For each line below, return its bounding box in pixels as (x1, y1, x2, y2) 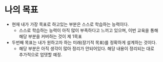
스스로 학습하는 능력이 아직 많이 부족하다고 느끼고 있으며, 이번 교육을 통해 (19, 27, 159, 33)
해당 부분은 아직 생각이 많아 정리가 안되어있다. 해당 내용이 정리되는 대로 (19, 46, 155, 51)
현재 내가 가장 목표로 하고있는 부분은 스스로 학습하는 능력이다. (11, 21, 129, 27)
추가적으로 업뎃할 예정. (19, 51, 62, 57)
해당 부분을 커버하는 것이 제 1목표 (19, 33, 82, 39)
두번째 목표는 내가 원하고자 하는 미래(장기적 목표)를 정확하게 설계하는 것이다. (11, 39, 157, 45)
